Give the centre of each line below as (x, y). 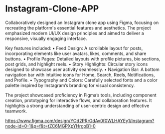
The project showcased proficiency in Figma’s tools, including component (81, 95)
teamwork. (16, 111)
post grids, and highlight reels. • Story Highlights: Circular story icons (77, 64)
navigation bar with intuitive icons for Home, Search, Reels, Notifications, (80, 74)
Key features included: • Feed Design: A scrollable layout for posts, (74, 48)
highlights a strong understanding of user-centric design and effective (77, 105)
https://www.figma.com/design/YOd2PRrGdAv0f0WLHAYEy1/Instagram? (80, 120)
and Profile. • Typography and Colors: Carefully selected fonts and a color (82, 80)
